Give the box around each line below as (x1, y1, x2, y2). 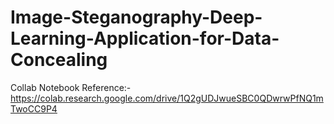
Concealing (10, 49, 108, 71)
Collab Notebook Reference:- (10, 81, 132, 93)
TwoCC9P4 (10, 102, 58, 115)
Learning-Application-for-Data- (10, 27, 280, 50)
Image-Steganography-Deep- (10, 6, 263, 29)
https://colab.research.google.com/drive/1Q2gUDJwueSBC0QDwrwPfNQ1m (10, 92, 324, 104)
